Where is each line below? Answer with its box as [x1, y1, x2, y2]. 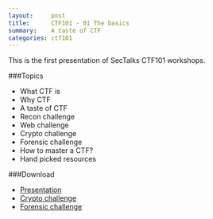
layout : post [8, 11, 66, 20]
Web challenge [19, 120, 69, 130]
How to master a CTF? [19, 146, 94, 155]
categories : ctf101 [8, 33, 73, 42]
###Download [8, 170, 55, 179]
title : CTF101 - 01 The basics [8, 19, 130, 27]
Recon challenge [19, 112, 76, 122]
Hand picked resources [19, 154, 97, 164]
